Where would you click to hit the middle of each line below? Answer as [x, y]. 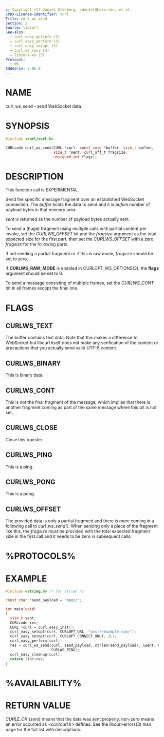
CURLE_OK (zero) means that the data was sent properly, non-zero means [80, 719]
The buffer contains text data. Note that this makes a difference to [72, 338]
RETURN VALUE [38, 705]
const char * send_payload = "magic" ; [44, 600]
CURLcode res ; [24, 623]
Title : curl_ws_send [27, 19]
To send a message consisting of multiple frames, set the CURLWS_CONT [80, 283]
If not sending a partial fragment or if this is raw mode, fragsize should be [79, 254]
